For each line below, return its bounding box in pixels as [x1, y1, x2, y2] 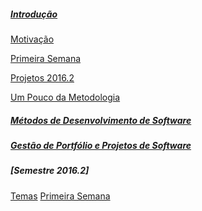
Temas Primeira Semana [10, 190, 111, 202]
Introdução [10, 8, 58, 20]
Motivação [10, 33, 55, 45]
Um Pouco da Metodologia [10, 91, 121, 103]
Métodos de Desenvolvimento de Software [10, 114, 192, 126]
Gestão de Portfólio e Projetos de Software [10, 139, 192, 151]
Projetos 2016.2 [10, 71, 75, 84]
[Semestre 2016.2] [10, 165, 90, 177]
